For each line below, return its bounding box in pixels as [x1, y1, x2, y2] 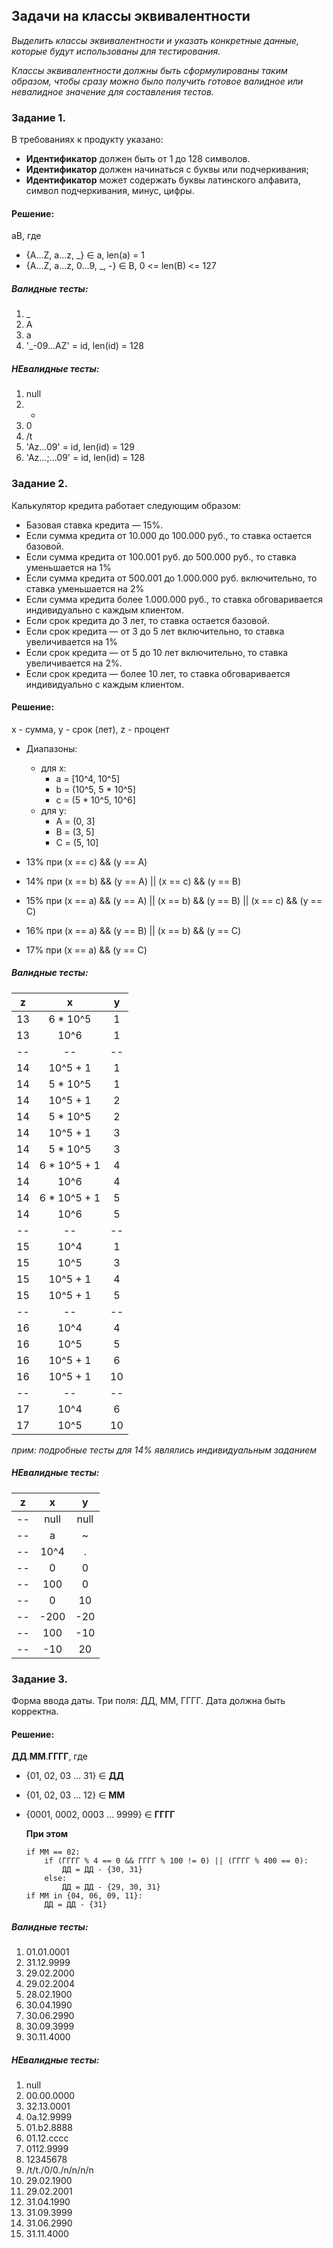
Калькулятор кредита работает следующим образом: [11, 499, 242, 511]
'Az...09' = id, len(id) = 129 [25, 441, 135, 453]
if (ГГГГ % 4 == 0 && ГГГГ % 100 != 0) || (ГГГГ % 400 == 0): [44, 1856, 309, 1866]
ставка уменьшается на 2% [25, 582, 145, 594]
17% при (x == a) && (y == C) [25, 944, 148, 956]
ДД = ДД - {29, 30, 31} [62, 1882, 161, 1893]
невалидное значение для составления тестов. [11, 85, 214, 98]
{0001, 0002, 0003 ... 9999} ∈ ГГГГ [25, 1809, 176, 1821]
